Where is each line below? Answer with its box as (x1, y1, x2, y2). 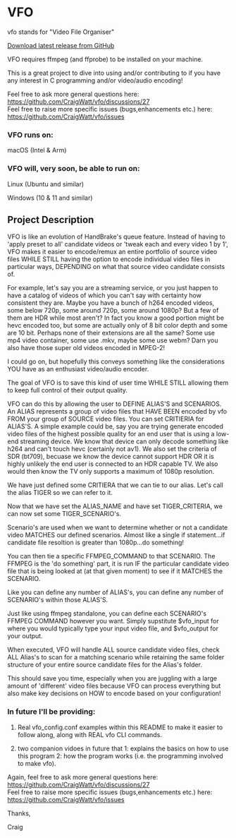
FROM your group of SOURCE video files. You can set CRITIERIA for (7, 414, 204, 424)
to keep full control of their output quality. (7, 386, 128, 395)
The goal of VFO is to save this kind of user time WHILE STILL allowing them (7, 378, 229, 387)
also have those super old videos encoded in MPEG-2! (7, 344, 166, 352)
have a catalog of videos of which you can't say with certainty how (7, 291, 202, 300)
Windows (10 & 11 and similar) (7, 193, 93, 202)
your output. (7, 632, 44, 640)
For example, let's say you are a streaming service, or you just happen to (7, 284, 218, 292)
